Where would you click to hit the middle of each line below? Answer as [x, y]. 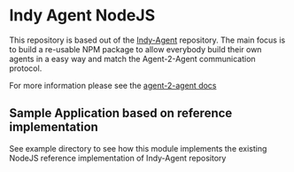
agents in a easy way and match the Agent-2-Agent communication [132, 59]
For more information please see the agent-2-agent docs [113, 85]
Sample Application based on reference [121, 113]
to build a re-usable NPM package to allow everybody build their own [135, 49]
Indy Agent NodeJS [82, 16]
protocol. [26, 68]
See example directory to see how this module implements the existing [138, 148]
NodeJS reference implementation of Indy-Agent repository [118, 158]
